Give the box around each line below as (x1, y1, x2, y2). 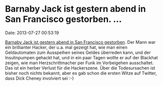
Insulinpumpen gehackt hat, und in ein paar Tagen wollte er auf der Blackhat (5, 54, 158, 60)
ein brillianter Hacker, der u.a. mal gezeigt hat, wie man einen (5, 44, 127, 50)
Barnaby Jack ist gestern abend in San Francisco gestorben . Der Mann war (5, 39, 156, 45)
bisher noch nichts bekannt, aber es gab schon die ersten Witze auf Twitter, (5, 70, 157, 76)
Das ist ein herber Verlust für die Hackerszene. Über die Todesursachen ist (5, 65, 156, 71)
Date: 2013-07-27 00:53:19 (5, 30, 59, 35)
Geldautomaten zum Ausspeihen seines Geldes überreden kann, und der (5, 50, 151, 55)
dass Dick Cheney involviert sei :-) (5, 75, 74, 81)
